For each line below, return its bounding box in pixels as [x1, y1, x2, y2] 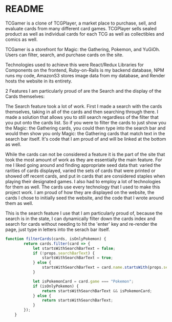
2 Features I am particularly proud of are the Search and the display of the [5, 88, 162, 94]
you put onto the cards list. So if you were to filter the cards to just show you [5, 119, 166, 125]
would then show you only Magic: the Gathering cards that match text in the [5, 130, 165, 136]
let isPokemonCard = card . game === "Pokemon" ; [32, 278, 134, 284]
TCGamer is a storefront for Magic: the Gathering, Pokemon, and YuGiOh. [5, 46, 160, 52]
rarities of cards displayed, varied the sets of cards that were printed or [5, 167, 156, 174]
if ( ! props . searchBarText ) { [32, 250, 95, 256]
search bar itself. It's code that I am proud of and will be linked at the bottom [5, 136, 166, 142]
